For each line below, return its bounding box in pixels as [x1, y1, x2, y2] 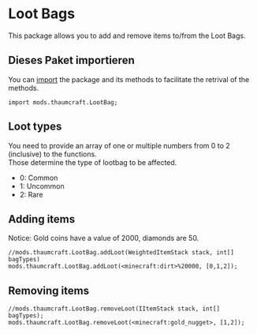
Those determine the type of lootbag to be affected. [8, 157, 177, 167]
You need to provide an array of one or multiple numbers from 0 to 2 [8, 141, 230, 150]
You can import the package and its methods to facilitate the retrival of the [8, 74, 250, 84]
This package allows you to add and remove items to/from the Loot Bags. [8, 31, 246, 40]
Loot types [8, 120, 62, 133]
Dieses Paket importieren [8, 54, 136, 67]
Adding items [8, 212, 76, 226]
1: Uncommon [19, 181, 65, 190]
